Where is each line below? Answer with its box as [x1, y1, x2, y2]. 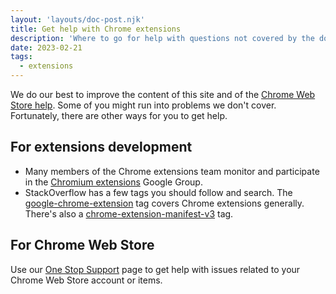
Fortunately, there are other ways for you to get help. [10, 110, 228, 121]
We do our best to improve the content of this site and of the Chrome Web [10, 89, 316, 100]
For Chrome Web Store [10, 237, 155, 254]
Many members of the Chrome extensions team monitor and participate [24, 165, 320, 177]
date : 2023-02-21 [10, 42, 83, 53]
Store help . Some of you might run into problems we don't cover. [10, 99, 277, 111]
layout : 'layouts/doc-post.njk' [10, 14, 145, 25]
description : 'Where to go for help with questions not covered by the [10, 33, 315, 43]
